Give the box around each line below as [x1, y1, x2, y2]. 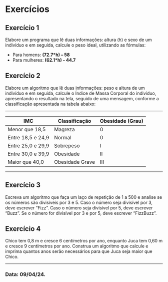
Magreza [54, 126, 75, 133]
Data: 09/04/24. [5, 271, 46, 278]
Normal [54, 134, 71, 141]
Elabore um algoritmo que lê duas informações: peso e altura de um [5, 85, 145, 91]
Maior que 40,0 [7, 158, 44, 165]
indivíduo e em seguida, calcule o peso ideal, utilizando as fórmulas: [5, 42, 146, 48]
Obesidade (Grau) [99, 117, 143, 124]
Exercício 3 [5, 181, 41, 189]
